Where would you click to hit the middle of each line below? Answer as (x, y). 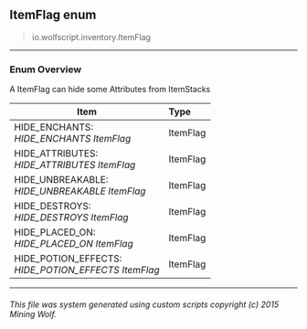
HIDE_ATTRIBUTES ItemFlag (75, 165)
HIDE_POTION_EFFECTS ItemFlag (87, 271)
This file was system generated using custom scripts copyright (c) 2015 (144, 304)
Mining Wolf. (33, 313)
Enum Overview (46, 69)
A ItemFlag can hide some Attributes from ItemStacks (110, 90)
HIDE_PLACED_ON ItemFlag (74, 244)
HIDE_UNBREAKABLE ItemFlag (80, 191)
